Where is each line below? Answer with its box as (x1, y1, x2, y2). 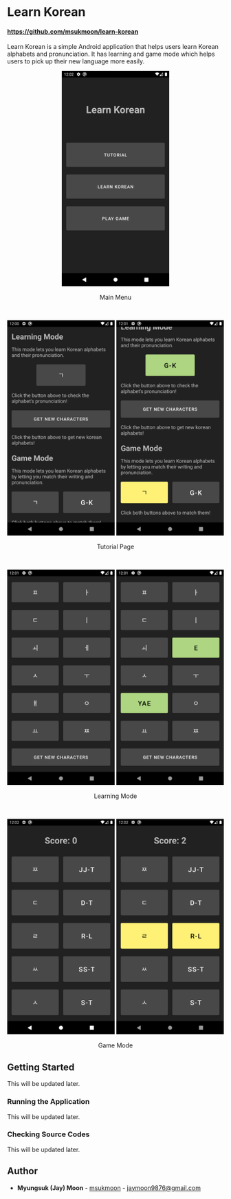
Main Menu (99, 294, 132, 302)
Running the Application (7, 1097, 90, 1107)
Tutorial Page (96, 542, 135, 551)
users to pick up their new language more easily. (7, 57, 145, 65)
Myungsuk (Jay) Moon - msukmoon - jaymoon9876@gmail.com (16, 1183, 201, 1192)
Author (7, 1165, 38, 1177)
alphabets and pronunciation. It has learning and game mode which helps (7, 50, 215, 59)
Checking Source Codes (7, 1129, 90, 1139)
